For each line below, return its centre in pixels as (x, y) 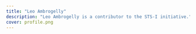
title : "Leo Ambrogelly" (36, 11)
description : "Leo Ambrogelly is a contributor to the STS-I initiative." (99, 17)
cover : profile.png (30, 22)
